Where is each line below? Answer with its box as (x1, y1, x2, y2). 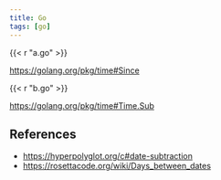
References (9, 126, 77, 142)
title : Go (9, 13, 47, 23)
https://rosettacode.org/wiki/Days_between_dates (22, 161, 212, 172)
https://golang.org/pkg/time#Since (9, 65, 140, 76)
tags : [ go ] (9, 22, 51, 31)
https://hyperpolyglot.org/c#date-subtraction (22, 151, 194, 162)
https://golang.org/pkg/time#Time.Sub (9, 100, 155, 111)
